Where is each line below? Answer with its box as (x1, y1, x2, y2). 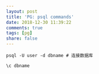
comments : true (6, 24, 43, 31)
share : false (6, 36, 38, 41)
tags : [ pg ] (6, 30, 33, 36)
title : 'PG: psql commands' (6, 14, 75, 20)
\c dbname (6, 63, 30, 69)
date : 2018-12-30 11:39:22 (6, 19, 72, 25)
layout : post (6, 8, 38, 15)
